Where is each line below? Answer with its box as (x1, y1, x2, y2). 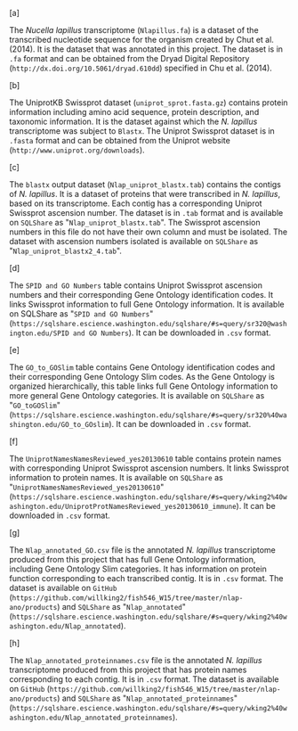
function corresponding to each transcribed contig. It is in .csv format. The (9, 573, 284, 583)
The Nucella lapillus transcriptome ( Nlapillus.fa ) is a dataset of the (9, 25, 260, 35)
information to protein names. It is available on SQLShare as (9, 472, 224, 482)
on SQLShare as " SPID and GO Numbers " (9, 308, 154, 319)
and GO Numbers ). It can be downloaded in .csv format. (72, 327, 271, 338)
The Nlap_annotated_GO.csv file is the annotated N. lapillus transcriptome (9, 545, 276, 555)
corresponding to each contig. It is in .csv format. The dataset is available (9, 674, 279, 685)
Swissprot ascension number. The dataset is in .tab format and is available (9, 208, 284, 218)
